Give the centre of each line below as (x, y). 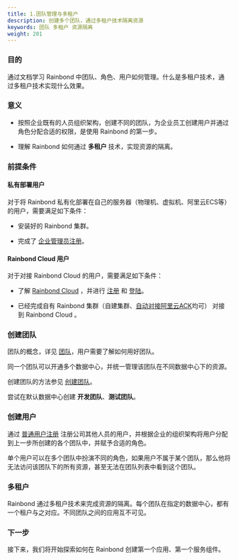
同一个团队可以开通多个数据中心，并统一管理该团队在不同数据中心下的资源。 (119, 367)
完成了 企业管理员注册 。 (53, 241)
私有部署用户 (26, 185)
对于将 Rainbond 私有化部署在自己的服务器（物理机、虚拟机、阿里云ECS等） (119, 202)
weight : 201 (25, 34)
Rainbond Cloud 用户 (38, 258)
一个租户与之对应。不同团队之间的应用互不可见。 (79, 512)
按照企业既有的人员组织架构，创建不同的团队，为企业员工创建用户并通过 (123, 122)
